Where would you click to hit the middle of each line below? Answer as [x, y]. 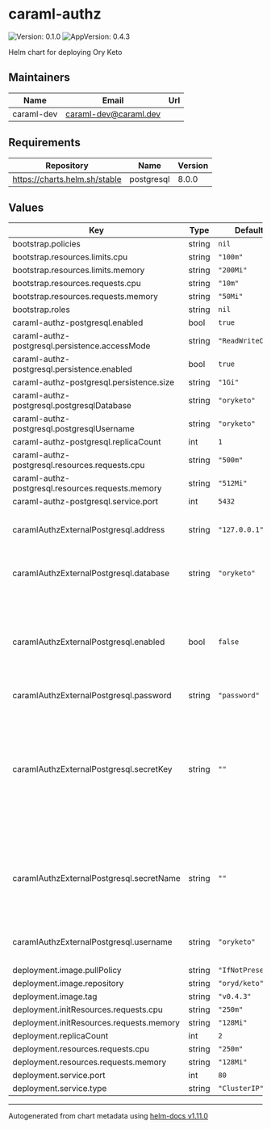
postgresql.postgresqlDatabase [72, 406]
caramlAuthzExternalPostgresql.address [89, 530]
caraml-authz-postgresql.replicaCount [87, 442]
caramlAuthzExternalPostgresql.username [92, 942]
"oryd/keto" [241, 984]
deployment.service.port [59, 1076]
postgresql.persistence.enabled [73, 369]
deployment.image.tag [55, 996]
